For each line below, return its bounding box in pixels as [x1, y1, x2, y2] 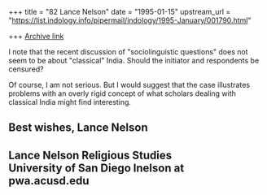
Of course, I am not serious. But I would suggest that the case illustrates [8, 80, 251, 89]
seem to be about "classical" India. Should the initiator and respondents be [8, 56, 260, 65]
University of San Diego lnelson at [8, 161, 185, 175]
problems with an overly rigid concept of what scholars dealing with [8, 89, 236, 98]
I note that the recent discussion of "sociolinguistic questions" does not [8, 47, 248, 56]
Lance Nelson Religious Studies [8, 148, 173, 162]
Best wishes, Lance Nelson [8, 121, 148, 135]
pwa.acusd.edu [8, 174, 90, 188]
